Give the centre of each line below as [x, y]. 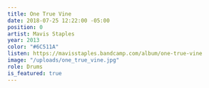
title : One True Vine [40, 14]
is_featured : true [35, 73]
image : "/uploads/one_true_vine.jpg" [63, 60]
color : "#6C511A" [33, 47]
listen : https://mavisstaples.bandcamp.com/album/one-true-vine [105, 54]
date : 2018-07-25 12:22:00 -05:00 [59, 21]
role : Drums [25, 67]
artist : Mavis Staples [41, 34]
